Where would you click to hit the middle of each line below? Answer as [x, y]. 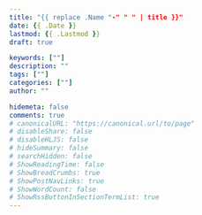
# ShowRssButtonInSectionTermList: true [85, 197]
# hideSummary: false [49, 148]
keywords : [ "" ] [37, 58]
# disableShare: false [51, 132]
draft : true [31, 42]
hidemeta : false [39, 107]
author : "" [29, 91]
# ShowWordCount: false [53, 189]
